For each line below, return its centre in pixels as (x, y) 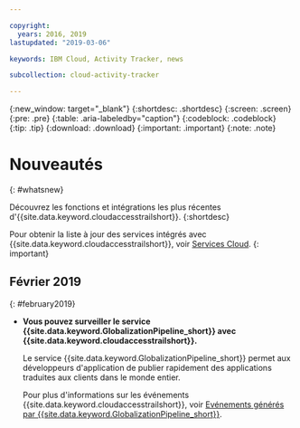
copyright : (30, 25)
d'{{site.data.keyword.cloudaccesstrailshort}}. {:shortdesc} (120, 217)
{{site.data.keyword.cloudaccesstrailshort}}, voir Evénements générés (153, 404)
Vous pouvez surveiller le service (86, 321)
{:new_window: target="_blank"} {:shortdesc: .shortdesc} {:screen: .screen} (150, 109)
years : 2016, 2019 (52, 34)
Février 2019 (45, 282)
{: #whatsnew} (37, 190)
